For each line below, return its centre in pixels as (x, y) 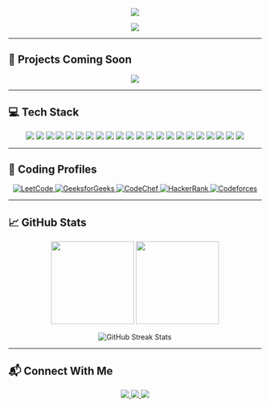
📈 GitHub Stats (47, 222)
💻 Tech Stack (44, 112)
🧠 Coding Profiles (53, 170)
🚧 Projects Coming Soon (70, 60)
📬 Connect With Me (61, 370)
